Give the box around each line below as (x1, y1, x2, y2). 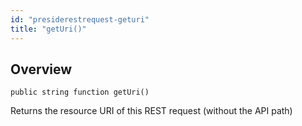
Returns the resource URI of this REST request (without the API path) (10, 105, 293, 117)
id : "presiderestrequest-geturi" (10, 14, 150, 25)
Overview (10, 61, 73, 78)
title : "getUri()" (10, 24, 87, 34)
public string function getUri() (10, 87, 150, 98)
